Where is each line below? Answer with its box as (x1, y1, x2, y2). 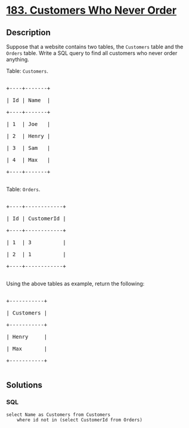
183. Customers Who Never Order (6, 4, 177, 17)
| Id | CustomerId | (6, 215, 67, 221)
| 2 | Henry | (6, 133, 51, 139)
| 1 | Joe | (6, 121, 51, 127)
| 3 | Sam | (6, 144, 51, 151)
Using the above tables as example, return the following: (6, 280, 145, 287)
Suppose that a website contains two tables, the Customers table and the (6, 43, 184, 50)
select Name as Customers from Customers (6, 411, 111, 418)
